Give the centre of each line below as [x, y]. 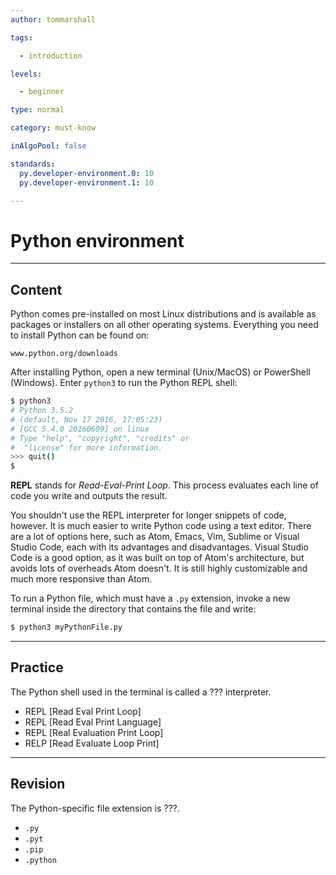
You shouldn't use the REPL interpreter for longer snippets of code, [148, 515]
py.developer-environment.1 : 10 [87, 182]
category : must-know [53, 128]
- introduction [51, 56]
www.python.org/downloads [64, 354]
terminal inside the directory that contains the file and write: [133, 609]
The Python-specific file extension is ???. [95, 808]
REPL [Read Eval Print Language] [93, 722]
